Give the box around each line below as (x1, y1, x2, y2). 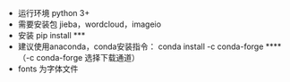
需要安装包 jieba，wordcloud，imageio (17, 19, 162, 29)
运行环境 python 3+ (17, 8, 90, 18)
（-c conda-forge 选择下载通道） (17, 53, 141, 62)
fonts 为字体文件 (17, 63, 79, 74)
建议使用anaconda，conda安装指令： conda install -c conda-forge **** (17, 41, 282, 52)
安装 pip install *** (17, 30, 86, 40)
